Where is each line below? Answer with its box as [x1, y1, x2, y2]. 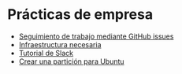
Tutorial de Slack [18, 48, 74, 57]
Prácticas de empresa [7, 6, 154, 24]
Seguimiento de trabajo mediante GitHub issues [18, 31, 174, 41]
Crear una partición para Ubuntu [18, 57, 124, 66]
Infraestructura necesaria [18, 39, 102, 49]
